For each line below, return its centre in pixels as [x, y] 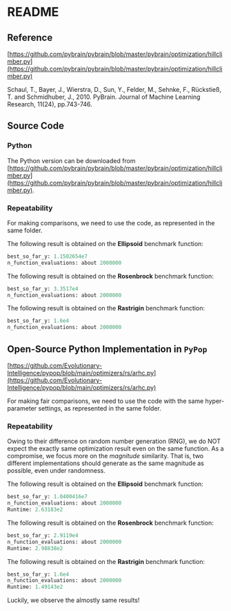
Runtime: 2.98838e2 [35, 548]
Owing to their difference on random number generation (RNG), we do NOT [114, 441]
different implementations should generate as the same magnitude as [106, 463]
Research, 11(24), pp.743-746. [50, 104]
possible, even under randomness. [56, 471]
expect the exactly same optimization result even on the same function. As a [115, 449]
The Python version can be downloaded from [71, 160]
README [33, 12]
